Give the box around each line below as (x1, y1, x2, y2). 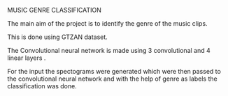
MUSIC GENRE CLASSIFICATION (7, 6, 101, 14)
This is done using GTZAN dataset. (7, 33, 108, 41)
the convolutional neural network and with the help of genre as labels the (7, 74, 218, 83)
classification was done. (7, 82, 77, 90)
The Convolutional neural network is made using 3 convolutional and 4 (7, 47, 211, 54)
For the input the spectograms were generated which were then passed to (7, 67, 222, 75)
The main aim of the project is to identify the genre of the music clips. (7, 19, 208, 27)
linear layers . (7, 54, 46, 62)
